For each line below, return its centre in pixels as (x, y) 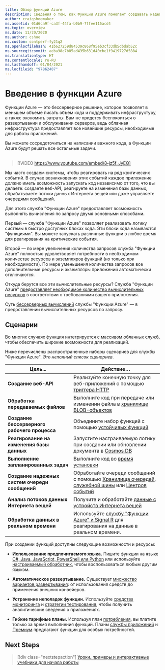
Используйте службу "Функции (111, 513)
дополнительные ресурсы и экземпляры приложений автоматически (78, 269)
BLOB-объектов (93, 410)
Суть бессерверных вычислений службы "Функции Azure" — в (71, 304)
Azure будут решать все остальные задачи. (51, 148)
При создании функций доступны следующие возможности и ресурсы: (80, 544)
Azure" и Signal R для (98, 520)
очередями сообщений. (30, 199)
